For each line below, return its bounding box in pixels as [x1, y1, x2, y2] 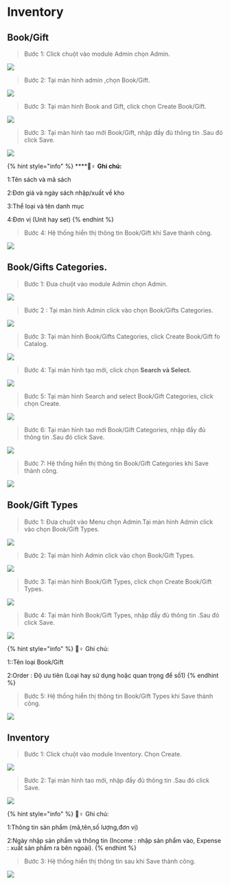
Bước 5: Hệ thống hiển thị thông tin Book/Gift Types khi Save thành [23, 692, 214, 700]
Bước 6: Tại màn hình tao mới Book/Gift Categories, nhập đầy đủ [23, 425, 206, 434]
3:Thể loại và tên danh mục [7, 202, 84, 210]
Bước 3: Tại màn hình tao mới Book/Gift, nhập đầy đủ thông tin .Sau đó [23, 129, 223, 136]
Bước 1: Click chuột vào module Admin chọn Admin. [23, 50, 170, 58]
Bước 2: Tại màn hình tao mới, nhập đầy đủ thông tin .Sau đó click [23, 776, 209, 785]
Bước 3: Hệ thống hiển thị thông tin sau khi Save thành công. [23, 857, 196, 866]
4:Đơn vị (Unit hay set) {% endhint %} [7, 215, 115, 224]
